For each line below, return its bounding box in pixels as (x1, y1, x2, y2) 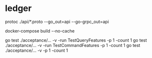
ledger (5, 3, 32, 14)
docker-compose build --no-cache (5, 28, 75, 34)
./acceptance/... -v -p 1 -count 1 (5, 47, 68, 53)
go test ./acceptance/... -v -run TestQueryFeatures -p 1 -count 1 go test (5, 37, 147, 43)
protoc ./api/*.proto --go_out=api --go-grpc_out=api (5, 19, 109, 24)
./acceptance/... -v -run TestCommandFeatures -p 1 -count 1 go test (5, 42, 140, 48)
